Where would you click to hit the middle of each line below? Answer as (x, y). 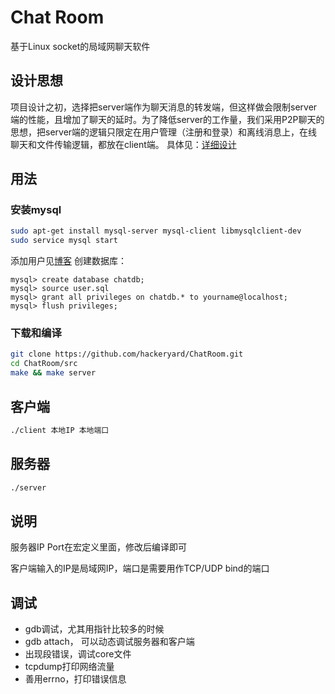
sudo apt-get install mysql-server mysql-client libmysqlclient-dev (156, 231)
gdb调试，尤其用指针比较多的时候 (94, 629)
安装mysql (36, 210)
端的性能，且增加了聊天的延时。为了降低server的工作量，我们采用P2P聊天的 (167, 119)
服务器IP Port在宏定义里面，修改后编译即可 (98, 547)
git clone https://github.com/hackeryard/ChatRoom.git (127, 354)
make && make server (53, 373)
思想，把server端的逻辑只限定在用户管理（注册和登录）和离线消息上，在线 (164, 132)
